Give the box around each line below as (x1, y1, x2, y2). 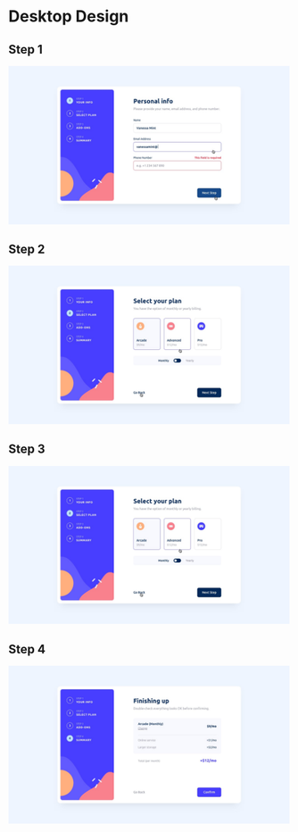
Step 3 (8, 442, 46, 457)
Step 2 (8, 241, 46, 256)
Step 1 (8, 42, 44, 57)
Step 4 (8, 641, 46, 657)
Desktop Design (8, 6, 129, 27)
